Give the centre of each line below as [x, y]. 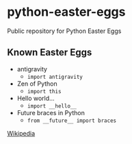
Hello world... [36, 98]
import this [44, 91]
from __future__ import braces [72, 121]
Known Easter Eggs [50, 52]
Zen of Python [37, 84]
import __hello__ [52, 106]
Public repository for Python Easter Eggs [64, 31]
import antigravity [55, 77]
